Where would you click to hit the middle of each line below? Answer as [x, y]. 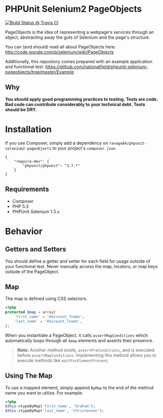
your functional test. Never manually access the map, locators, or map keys [81, 266]
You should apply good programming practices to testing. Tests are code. [81, 99]
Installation [28, 129]
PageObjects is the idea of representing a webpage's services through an [80, 32]
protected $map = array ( [30, 312]
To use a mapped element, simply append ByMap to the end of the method [79, 388]
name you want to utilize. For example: [44, 393]
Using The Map [29, 376]
